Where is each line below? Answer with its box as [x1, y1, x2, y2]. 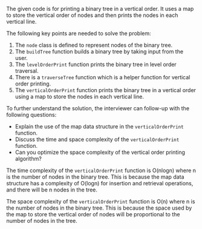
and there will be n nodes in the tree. [6, 186, 98, 193]
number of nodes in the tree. [6, 217, 77, 224]
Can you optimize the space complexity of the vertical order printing [15, 148, 186, 156]
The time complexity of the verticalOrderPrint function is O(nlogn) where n [6, 167, 197, 174]
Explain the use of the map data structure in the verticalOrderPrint [15, 123, 184, 130]
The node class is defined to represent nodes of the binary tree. [15, 42, 173, 48]
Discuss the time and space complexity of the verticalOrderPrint [15, 136, 180, 143]
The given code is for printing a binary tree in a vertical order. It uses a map [6, 5, 194, 12]
